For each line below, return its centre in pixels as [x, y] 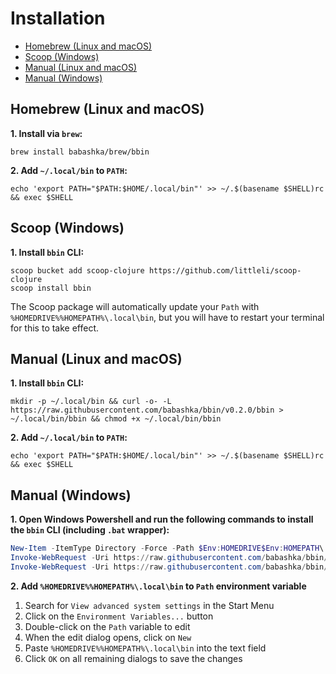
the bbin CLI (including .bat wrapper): [90, 530]
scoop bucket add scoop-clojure [77, 270]
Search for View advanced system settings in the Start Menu [149, 605]
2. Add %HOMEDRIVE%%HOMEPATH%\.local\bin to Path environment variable [158, 586]
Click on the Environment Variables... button [119, 616]
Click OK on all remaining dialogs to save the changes [133, 658]
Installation [58, 18]
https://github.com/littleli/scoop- [225, 270]
